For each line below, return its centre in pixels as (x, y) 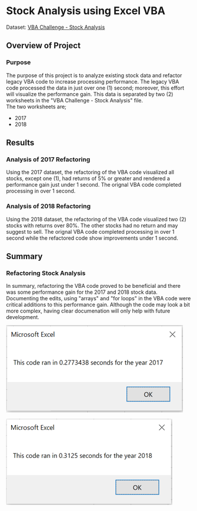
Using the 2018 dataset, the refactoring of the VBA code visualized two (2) (96, 219)
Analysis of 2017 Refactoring (48, 159)
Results (20, 143)
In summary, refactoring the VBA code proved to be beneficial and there (94, 286)
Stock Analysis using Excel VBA (86, 11)
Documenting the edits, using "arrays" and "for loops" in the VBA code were (98, 298)
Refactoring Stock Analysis (46, 273)
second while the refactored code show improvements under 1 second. (92, 238)
